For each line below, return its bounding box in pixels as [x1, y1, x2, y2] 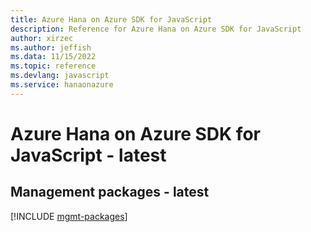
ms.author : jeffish [10, 42, 92, 53]
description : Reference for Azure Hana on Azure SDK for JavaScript [10, 24, 302, 34]
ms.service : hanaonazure [10, 80, 114, 90]
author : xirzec [10, 33, 74, 43]
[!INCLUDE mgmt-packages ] [10, 210, 128, 222]
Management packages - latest [10, 184, 210, 201]
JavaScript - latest [10, 144, 167, 166]
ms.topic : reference [10, 61, 97, 71]
